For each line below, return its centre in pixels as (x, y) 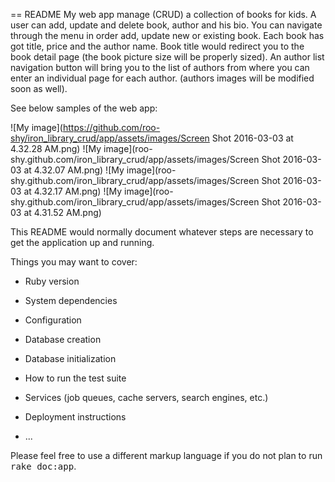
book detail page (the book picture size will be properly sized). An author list (167, 57)
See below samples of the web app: (84, 108)
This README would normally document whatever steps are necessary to (162, 232)
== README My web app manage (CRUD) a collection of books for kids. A (163, 14)
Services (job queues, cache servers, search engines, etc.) (146, 397)
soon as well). (39, 88)
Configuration (53, 320)
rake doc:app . (43, 466)
